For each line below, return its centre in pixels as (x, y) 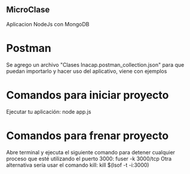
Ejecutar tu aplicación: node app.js (49, 111)
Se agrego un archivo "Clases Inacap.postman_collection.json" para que (95, 64)
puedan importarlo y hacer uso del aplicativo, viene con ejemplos (87, 71)
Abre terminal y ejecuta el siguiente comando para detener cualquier (91, 152)
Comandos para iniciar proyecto (88, 95)
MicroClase (28, 10)
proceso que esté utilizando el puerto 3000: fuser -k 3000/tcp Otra (89, 159)
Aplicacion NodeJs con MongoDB (48, 24)
